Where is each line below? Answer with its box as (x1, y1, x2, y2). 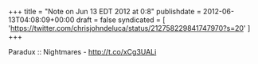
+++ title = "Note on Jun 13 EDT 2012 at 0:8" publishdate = (8, 7, 201, 16)
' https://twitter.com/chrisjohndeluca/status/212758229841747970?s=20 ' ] (8, 24, 251, 32)
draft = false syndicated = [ (76, 15, 166, 24)
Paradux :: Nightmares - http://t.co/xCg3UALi (8, 47, 157, 56)
